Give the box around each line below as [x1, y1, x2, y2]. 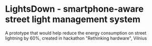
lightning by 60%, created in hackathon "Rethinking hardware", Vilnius [5, 35, 147, 41]
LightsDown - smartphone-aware [5, 3, 144, 15]
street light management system [5, 14, 141, 25]
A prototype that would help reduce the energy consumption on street [5, 30, 147, 36]
